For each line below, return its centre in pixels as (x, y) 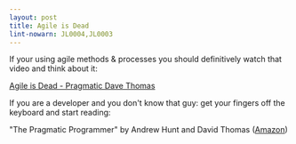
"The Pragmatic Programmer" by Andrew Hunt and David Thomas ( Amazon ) (149, 130)
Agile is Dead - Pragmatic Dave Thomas (82, 86)
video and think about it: (53, 68)
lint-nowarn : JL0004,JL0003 (61, 34)
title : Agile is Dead (49, 26)
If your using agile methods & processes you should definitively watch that (146, 60)
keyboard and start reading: (60, 113)
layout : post (33, 17)
